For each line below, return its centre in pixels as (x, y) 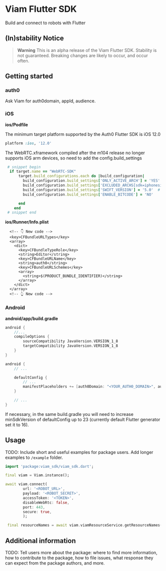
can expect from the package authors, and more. (55, 563)
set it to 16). (17, 425)
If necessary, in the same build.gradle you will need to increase (69, 414)
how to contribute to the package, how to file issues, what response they (79, 558)
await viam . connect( (26, 484)
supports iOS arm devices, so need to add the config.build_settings (74, 158)
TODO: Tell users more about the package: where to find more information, (81, 553)
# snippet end (22, 213)
